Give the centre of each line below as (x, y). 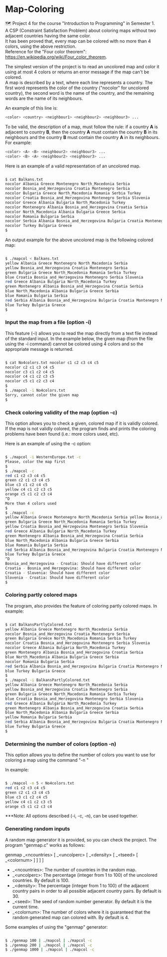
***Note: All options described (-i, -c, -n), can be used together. (72, 816)
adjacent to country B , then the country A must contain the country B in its (81, 132)
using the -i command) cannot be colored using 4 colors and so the (74, 344)
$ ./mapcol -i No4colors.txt (35, 391)
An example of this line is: (32, 108)
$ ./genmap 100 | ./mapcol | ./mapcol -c (49, 941)
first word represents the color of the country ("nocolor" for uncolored (77, 88)
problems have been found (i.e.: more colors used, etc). (62, 434)
